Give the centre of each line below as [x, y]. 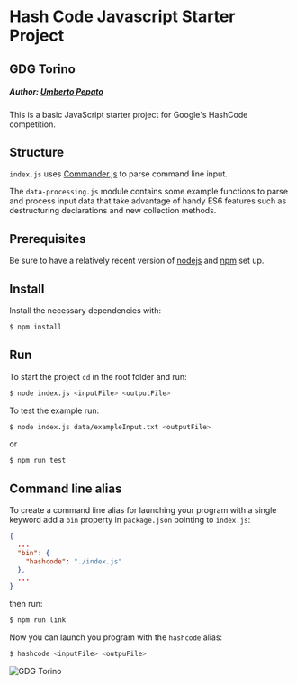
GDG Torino [43, 69]
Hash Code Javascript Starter [122, 17]
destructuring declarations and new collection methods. [113, 211]
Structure [37, 152]
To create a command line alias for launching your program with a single [143, 510]
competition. [33, 124]
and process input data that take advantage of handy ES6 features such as [148, 201]
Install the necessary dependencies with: [85, 310]
